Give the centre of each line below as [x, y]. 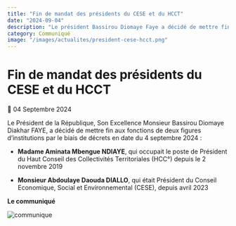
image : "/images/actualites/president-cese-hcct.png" [88, 40]
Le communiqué [32, 201]
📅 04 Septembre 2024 [39, 109]
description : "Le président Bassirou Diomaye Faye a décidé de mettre [113, 27]
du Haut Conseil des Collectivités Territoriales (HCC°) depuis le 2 [112, 159]
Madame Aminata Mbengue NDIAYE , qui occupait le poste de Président [122, 151]
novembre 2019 [40, 167]
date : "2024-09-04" [36, 20]
